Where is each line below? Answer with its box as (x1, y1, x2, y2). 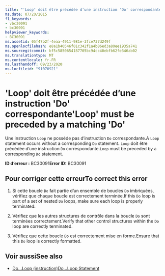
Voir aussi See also (5, 252, 63, 261)
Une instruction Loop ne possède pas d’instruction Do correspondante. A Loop (5, 135, 160, 141)
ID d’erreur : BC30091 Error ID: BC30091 (5, 160, 86, 166)
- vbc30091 (5, 21, 27, 26)
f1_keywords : (5, 16, 32, 21)
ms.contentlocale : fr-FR (5, 57, 56, 62)
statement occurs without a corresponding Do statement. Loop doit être (5, 140, 148, 146)
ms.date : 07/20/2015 (5, 12, 48, 17)
